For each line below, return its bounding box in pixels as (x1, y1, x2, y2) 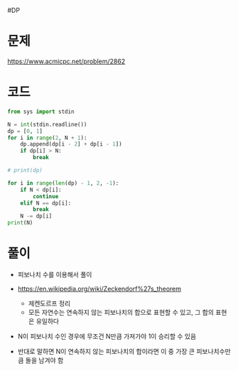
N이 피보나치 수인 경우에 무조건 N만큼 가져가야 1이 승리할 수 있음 (17, 332, 197, 340)
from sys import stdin (7, 108, 75, 115)
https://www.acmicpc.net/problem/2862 (7, 57, 126, 65)
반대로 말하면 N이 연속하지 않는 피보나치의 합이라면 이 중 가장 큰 (17, 347, 195, 355)
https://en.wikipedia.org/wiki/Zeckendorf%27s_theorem (17, 284, 182, 293)
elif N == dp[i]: (20, 199, 72, 207)
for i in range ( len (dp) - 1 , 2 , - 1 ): (7, 179, 119, 187)
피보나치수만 (196, 347, 231, 355)
